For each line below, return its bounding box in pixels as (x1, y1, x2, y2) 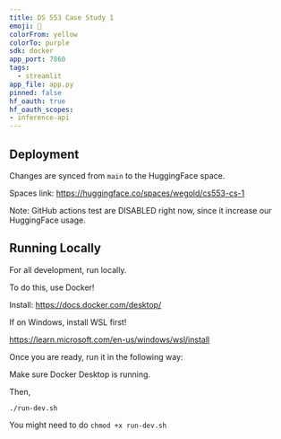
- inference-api (9, 113, 70, 122)
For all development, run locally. (9, 264, 127, 275)
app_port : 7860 (9, 55, 66, 64)
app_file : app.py (9, 80, 74, 89)
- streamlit (17, 72, 63, 81)
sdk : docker (9, 47, 54, 56)
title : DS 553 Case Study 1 (9, 13, 115, 22)
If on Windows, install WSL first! (9, 316, 127, 328)
